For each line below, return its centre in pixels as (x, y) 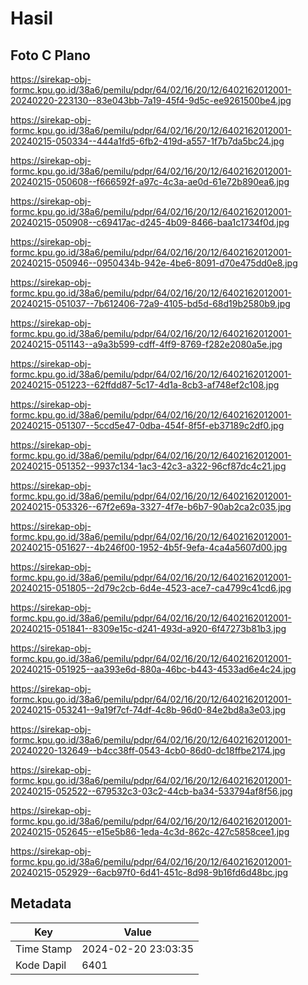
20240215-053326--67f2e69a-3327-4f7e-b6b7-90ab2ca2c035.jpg (151, 506)
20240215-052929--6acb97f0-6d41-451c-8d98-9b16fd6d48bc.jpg (149, 872)
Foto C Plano (50, 55)
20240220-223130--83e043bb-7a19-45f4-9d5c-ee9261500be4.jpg (151, 100)
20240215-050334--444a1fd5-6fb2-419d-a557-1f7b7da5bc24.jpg (147, 141)
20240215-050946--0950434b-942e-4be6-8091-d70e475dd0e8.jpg (154, 263)
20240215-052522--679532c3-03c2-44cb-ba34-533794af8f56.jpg (151, 791)
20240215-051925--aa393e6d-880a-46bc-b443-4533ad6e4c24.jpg (153, 669)
